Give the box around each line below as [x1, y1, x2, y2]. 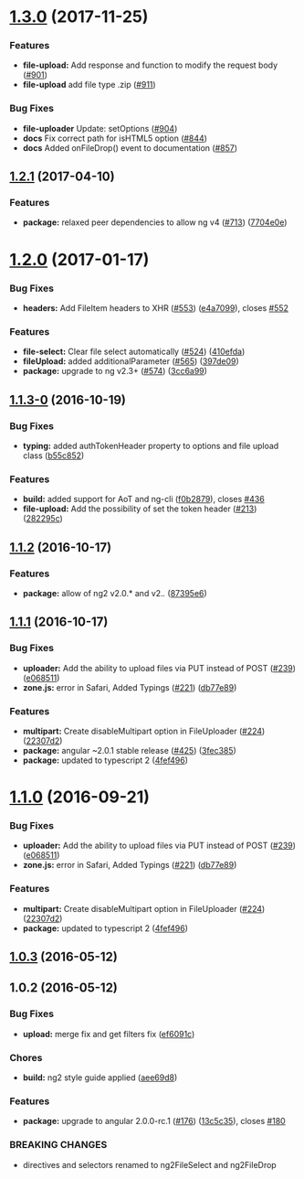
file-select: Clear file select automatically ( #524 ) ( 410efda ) [22, 346, 246, 358]
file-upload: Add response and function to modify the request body [22, 59, 278, 70]
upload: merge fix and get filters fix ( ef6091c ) [22, 1028, 195, 1039]
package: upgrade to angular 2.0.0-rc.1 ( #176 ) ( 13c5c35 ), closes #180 [22, 1116, 286, 1127]
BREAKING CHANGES [9, 1139, 108, 1152]
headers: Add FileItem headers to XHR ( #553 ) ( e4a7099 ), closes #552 [22, 302, 289, 313]
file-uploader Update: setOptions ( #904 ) [22, 123, 178, 134]
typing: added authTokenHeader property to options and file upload [22, 440, 279, 451]
